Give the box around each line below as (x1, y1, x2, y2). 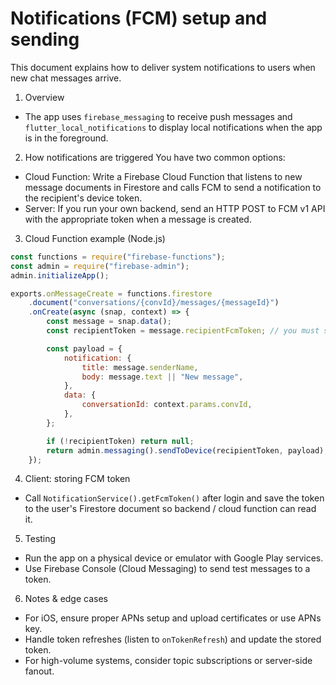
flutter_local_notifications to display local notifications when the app (24, 121, 323, 133)
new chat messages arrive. (10, 72, 122, 84)
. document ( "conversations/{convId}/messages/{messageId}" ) (28, 298, 280, 308)
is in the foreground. (24, 132, 109, 144)
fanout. (24, 665, 55, 677)
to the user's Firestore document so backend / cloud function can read (24, 503, 317, 515)
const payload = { (46, 343, 123, 354)
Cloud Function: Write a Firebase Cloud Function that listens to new (24, 170, 303, 182)
